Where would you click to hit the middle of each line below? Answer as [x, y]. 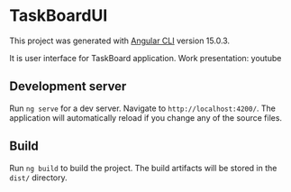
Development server [68, 87]
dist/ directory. [38, 178]
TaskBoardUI [59, 16]
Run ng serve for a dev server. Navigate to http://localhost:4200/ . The [143, 108]
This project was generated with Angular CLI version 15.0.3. [120, 41]
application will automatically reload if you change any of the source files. [145, 117]
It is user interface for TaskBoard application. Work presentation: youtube [145, 58]
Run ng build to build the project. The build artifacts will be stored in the [143, 168]
